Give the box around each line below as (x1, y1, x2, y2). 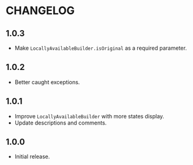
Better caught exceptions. (14, 78, 80, 86)
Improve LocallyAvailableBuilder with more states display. (14, 112, 165, 120)
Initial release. (14, 153, 50, 160)
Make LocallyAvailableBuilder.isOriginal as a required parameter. (14, 44, 187, 52)
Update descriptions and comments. (14, 119, 107, 126)
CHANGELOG (6, 4, 75, 18)
